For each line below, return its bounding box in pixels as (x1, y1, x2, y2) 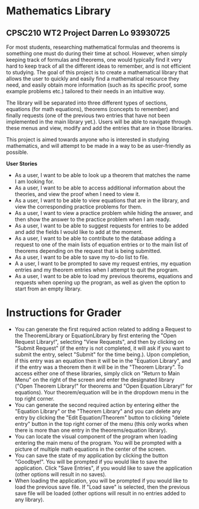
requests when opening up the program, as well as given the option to (14, 279, 186, 286)
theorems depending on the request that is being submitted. (14, 248, 162, 254)
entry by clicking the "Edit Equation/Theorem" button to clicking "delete (14, 414, 190, 421)
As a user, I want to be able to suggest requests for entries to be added (14, 222, 188, 229)
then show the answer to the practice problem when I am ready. (14, 216, 171, 223)
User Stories (6, 160, 37, 167)
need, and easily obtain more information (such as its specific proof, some (6, 81, 188, 88)
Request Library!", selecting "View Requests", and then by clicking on (14, 338, 184, 345)
